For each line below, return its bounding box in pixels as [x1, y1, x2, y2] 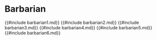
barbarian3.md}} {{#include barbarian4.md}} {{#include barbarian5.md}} [4, 24, 153, 30]
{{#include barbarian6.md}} [4, 30, 61, 36]
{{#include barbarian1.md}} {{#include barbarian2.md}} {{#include [4, 20, 139, 25]
